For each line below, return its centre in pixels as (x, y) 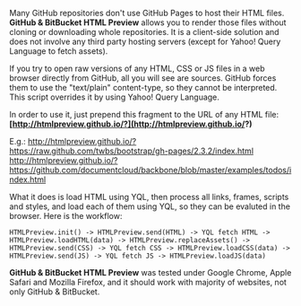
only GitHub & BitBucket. (55, 292)
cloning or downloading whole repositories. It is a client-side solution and (144, 32)
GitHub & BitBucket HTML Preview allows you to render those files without (148, 22)
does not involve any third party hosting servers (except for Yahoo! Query (145, 41)
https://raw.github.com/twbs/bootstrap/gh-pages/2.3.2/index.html (131, 151)
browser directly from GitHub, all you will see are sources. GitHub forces (143, 78)
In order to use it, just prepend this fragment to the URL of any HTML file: (144, 114)
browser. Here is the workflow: (66, 216)
